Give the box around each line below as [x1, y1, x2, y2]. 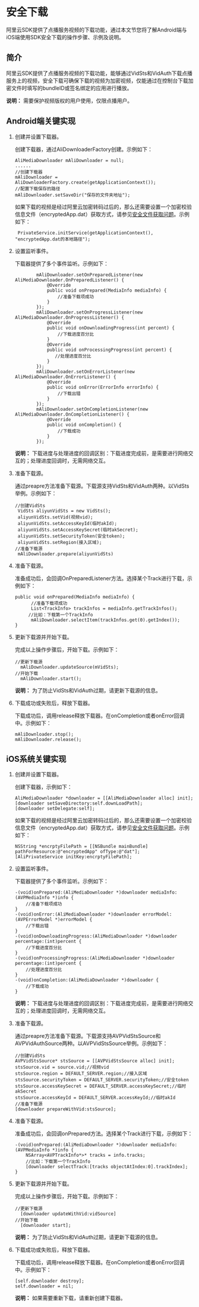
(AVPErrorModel [14, 917, 53, 923]
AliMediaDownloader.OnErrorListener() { [14, 374, 116, 380]
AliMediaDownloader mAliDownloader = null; [14, 157, 125, 163]
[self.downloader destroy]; [14, 1278, 84, 1284]
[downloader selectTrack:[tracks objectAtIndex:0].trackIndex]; [26, 1164, 188, 1170]
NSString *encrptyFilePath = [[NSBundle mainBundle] [14, 844, 149, 850]
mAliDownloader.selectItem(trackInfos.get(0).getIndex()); [30, 617, 180, 623]
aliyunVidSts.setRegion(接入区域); [17, 539, 102, 545]
